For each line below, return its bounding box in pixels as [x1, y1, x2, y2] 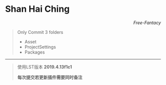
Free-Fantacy [133, 20, 161, 26]
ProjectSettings [24, 44, 56, 50]
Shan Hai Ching [5, 3, 70, 15]
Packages [24, 49, 45, 55]
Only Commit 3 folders [17, 29, 63, 35]
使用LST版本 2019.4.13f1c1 [17, 64, 73, 70]
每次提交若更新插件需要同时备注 [17, 74, 83, 80]
